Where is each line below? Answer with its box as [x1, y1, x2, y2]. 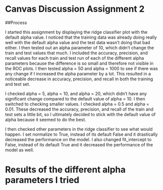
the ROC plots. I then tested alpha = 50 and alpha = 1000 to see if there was [5, 65, 158, 71]
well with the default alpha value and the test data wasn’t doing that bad [5, 39, 150, 45]
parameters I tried [5, 175, 80, 186]
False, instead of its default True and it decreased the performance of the [5, 142, 153, 147]
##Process [5, 20, 27, 25]
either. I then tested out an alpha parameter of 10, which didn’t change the [5, 45, 154, 50]
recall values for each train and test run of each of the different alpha [5, 55, 144, 61]
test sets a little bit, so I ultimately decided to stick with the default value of [5, 111, 156, 117]
